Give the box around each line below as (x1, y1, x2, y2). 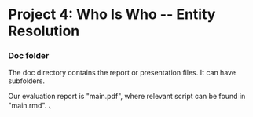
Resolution (8, 22, 80, 40)
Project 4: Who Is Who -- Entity (8, 5, 216, 24)
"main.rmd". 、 (8, 101, 57, 111)
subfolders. (8, 76, 46, 86)
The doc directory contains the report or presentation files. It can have (8, 68, 236, 78)
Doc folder (8, 50, 49, 61)
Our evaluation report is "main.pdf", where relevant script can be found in (8, 92, 246, 101)
